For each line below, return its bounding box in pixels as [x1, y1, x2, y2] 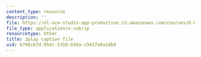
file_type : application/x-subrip [6, 25, 90, 31]
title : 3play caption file [6, 36, 74, 42]
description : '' [6, 14, 47, 20]
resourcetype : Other [6, 31, 58, 37]
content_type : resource [6, 8, 66, 15]
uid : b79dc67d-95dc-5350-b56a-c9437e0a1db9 [6, 42, 117, 48]
